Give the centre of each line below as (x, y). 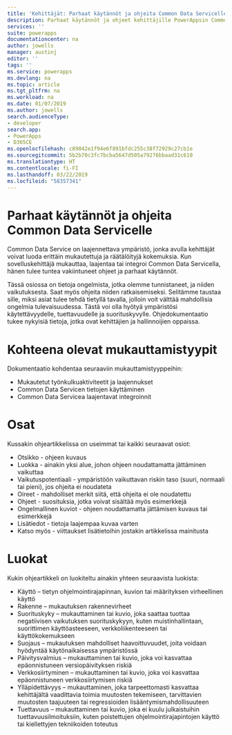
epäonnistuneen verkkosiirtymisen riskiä (75, 680)
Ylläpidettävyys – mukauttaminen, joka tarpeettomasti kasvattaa (108, 687)
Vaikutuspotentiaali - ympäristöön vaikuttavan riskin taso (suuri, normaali (121, 479)
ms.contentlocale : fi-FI (43, 168)
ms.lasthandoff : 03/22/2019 (48, 175)
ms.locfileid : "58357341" (44, 181)
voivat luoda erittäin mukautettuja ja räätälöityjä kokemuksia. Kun (99, 256)
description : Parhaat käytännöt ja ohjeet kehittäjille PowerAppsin (108, 20)
